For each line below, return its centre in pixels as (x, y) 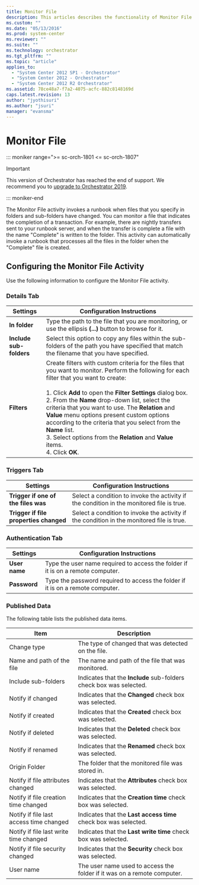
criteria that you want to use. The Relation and (110, 408)
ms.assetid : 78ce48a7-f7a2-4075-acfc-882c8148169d (70, 89)
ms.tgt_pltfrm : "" (29, 56)
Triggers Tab (25, 470)
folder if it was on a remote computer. (130, 874)
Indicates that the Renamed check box (131, 746)
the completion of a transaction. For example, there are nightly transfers (94, 222)
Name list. (60, 430)
